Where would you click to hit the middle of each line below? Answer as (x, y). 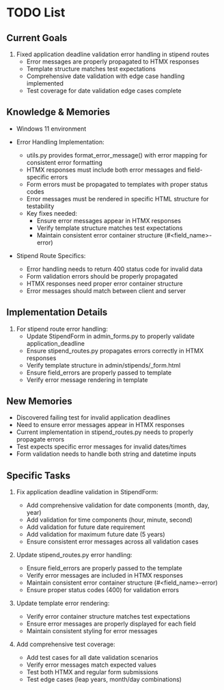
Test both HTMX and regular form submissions (92, 672)
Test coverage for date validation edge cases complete (104, 91)
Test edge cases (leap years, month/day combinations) (104, 680)
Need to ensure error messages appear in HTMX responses (100, 425)
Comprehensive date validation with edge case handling (106, 76)
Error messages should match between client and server (106, 291)
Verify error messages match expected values (91, 665)
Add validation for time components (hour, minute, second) (109, 520)
